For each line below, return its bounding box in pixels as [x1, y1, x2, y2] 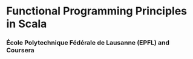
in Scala [6, 17, 47, 31]
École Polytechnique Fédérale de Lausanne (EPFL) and [6, 39, 170, 47]
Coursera [6, 46, 34, 55]
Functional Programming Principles [6, 4, 188, 18]
